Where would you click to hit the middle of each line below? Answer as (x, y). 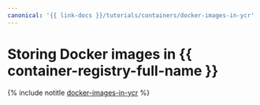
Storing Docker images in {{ (100, 54)
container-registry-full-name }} (113, 71)
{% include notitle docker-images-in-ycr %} (79, 92)
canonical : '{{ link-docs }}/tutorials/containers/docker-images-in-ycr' (131, 15)
